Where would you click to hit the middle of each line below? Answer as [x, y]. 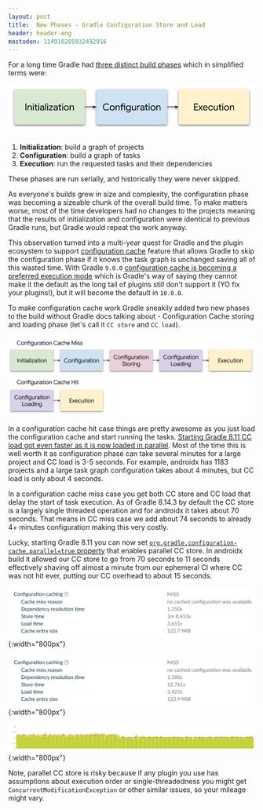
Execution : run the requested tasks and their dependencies [116, 164]
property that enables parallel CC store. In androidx [160, 550]
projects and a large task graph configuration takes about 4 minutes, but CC [131, 470]
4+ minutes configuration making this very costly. [88, 527]
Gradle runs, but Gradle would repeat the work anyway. [97, 228]
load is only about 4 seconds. [56, 478]
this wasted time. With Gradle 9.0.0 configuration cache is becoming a [122, 268]
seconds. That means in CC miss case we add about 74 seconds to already [130, 519]
